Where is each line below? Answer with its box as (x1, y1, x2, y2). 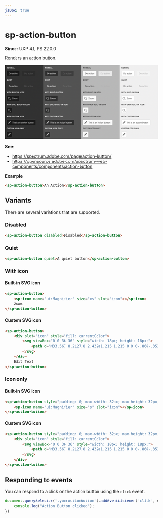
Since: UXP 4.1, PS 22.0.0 (5, 45, 57, 51)
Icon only (5, 376, 28, 383)
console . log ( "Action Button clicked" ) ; (14, 504, 95, 509)
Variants (5, 196, 32, 204)
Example (5, 173, 23, 179)
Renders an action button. (5, 55, 57, 61)
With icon (5, 268, 28, 274)
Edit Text (14, 359, 34, 364)
